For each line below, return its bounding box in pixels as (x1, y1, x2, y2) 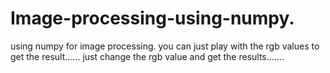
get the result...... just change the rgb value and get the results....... (10, 50, 285, 62)
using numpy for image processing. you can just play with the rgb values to (10, 40, 320, 52)
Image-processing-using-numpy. (10, 7, 295, 30)
